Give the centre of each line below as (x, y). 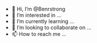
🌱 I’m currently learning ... (43, 21)
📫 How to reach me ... (39, 34)
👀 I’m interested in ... (36, 15)
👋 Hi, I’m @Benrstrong (39, 9)
